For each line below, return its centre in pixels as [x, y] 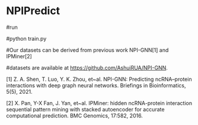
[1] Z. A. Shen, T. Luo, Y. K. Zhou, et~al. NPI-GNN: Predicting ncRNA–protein [99, 79]
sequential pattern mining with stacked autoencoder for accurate [85, 109]
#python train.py [26, 38]
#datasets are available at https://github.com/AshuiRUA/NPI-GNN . [87, 68]
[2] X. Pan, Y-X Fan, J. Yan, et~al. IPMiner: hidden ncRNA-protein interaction [99, 103]
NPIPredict [33, 11]
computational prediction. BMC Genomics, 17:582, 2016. [75, 116]
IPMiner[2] [19, 56]
